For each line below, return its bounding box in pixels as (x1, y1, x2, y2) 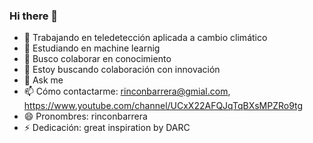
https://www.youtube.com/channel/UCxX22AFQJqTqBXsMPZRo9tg (23, 100, 304, 112)
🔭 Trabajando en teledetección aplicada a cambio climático (23, 32, 268, 44)
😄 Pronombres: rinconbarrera (23, 110, 148, 123)
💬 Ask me (23, 74, 64, 86)
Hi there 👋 (9, 9, 59, 23)
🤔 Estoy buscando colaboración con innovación (23, 64, 221, 76)
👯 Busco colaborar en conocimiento (23, 53, 172, 65)
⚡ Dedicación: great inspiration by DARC (23, 122, 191, 134)
